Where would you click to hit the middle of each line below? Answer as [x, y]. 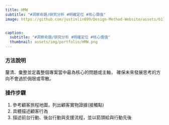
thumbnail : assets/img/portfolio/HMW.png [54, 42]
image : [12, 19]
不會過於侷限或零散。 [31, 79]
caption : [14, 33]
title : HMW [17, 10]
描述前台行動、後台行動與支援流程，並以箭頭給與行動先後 [72, 117]
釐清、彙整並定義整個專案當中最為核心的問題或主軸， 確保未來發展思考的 [81, 72]
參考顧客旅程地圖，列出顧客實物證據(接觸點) [58, 105]
